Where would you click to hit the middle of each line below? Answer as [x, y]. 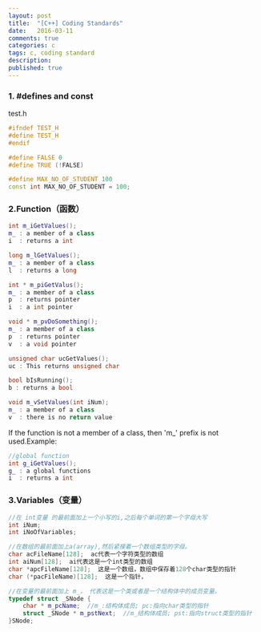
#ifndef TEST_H [34, 128]
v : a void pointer [43, 344]
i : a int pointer [41, 307]
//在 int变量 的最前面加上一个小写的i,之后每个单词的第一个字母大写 [108, 517]
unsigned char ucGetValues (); [59, 359]
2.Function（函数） [46, 209]
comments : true [34, 38]
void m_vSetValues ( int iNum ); [59, 403]
